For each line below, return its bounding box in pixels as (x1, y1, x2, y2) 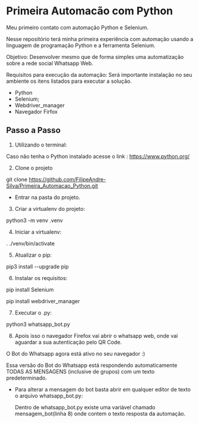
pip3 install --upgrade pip (6, 263, 70, 270)
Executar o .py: (14, 309, 52, 316)
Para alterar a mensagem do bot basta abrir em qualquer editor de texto (14, 385, 191, 393)
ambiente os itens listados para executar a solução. (6, 77, 132, 85)
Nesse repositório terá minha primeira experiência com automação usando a (6, 35, 194, 42)
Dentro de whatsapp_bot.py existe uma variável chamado (14, 403, 156, 410)
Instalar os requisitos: (14, 274, 68, 281)
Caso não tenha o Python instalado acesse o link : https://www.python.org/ (6, 153, 190, 160)
